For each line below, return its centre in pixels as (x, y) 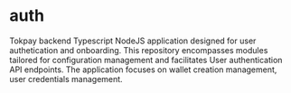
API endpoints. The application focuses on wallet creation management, (143, 70)
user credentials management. (66, 79)
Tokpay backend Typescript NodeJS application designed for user (133, 41)
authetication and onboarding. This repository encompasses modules (139, 50)
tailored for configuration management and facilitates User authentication (146, 60)
